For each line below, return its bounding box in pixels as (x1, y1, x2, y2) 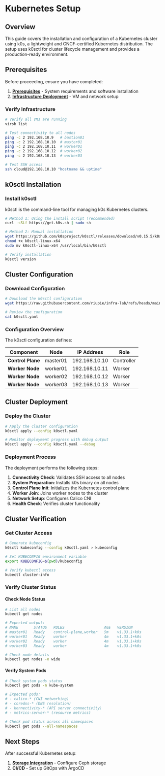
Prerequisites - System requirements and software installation (12, 88, 139, 94)
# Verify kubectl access (5, 568, 56, 573)
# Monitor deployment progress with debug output (5, 437, 109, 442)
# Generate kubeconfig (5, 540, 52, 546)
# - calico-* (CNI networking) (5, 697, 69, 702)
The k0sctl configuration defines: (5, 337, 73, 343)
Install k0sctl (5, 195, 37, 202)
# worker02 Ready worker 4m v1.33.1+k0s (5, 639, 141, 643)
